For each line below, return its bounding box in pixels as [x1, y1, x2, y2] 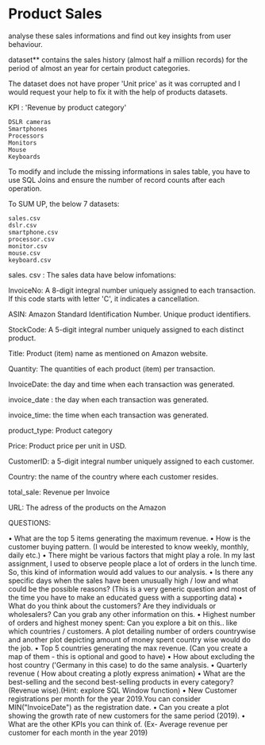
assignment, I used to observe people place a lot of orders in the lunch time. [8, 558, 258, 568]
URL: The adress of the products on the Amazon [8, 502, 167, 512]
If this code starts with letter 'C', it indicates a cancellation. [8, 293, 200, 303]
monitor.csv [8, 242, 48, 250]
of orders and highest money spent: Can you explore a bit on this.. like [8, 618, 238, 627]
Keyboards [8, 153, 41, 161]
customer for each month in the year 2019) [8, 728, 148, 737]
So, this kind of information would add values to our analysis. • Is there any [8, 567, 254, 576]
